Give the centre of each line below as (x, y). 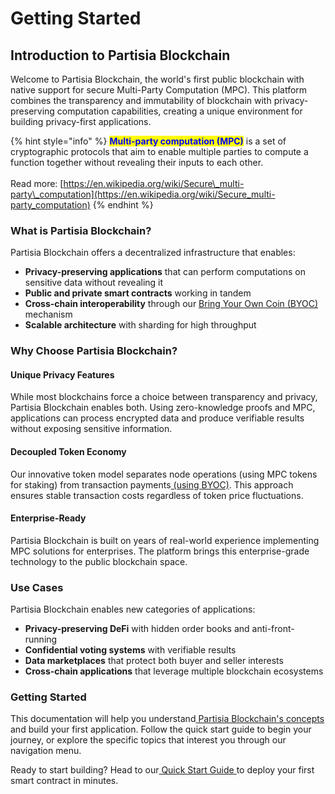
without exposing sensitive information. (91, 429)
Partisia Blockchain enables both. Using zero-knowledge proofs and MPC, (163, 408)
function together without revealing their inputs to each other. (137, 162)
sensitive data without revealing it (94, 283)
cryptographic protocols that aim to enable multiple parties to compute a (159, 151)
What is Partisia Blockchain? (81, 230)
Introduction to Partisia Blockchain (120, 55)
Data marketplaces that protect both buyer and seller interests (154, 661)
